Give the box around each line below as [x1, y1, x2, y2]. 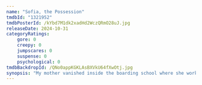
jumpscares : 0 [17, 48, 52, 54]
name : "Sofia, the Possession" [6, 8, 85, 15]
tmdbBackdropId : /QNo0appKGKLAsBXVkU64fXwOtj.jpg [6, 64, 133, 71]
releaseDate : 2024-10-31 [6, 25, 69, 32]
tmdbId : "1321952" [6, 14, 52, 20]
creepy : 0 [17, 42, 42, 48]
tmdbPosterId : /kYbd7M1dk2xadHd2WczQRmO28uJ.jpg [6, 20, 130, 26]
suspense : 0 [17, 53, 47, 59]
